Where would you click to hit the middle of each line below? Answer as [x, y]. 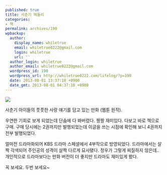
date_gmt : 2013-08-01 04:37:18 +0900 [49, 85]
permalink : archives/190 [31, 29]
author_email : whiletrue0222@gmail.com [52, 66]
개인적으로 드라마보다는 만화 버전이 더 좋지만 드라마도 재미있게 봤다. [72, 156]
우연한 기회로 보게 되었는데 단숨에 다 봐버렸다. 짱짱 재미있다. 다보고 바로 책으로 [82, 120]
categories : [18, 19]
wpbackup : [16, 33]
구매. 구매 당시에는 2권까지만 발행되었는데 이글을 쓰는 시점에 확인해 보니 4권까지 [84, 126]
